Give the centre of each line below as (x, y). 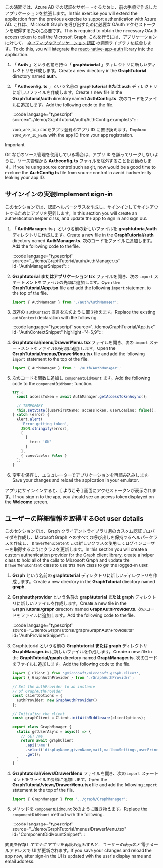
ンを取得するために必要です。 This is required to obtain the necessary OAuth (81, 31)
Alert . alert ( (30, 419)
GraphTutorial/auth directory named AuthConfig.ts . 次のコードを (78, 98)
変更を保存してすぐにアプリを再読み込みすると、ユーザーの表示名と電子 (77, 844)
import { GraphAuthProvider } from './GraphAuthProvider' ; (73, 678)
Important (15, 145)
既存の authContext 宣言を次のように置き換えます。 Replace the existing (84, 312)
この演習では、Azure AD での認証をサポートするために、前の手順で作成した (81, 7)
